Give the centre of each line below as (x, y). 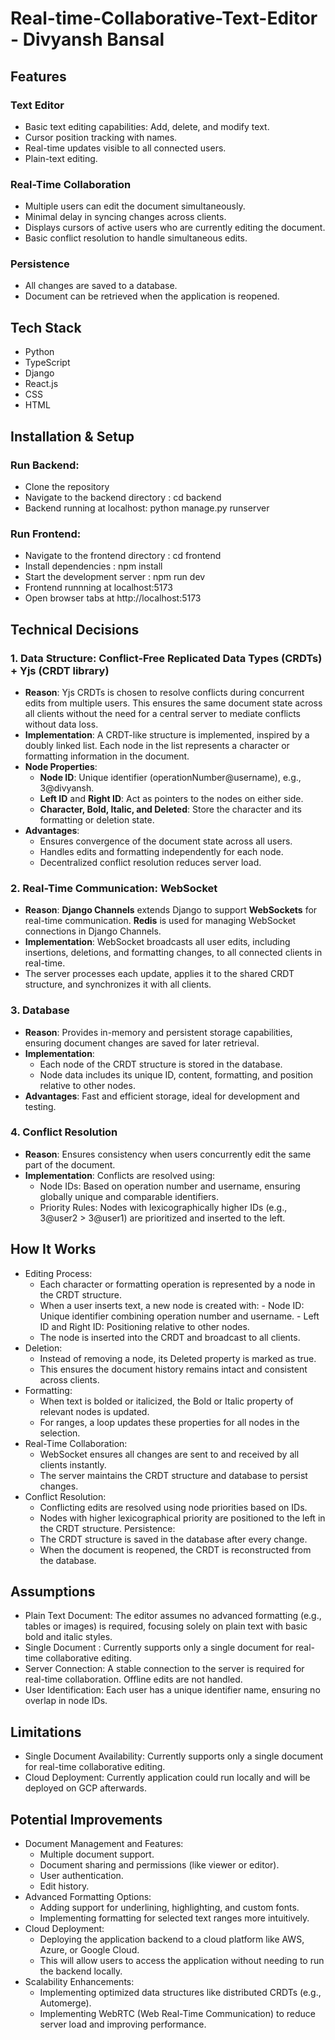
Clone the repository (67, 486)
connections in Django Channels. (93, 931)
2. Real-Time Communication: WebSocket (114, 888)
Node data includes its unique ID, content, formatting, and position (176, 1074)
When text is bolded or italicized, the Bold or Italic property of (166, 1401)
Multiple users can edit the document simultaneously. (135, 206)
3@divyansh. (67, 788)
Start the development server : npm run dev (115, 577)
